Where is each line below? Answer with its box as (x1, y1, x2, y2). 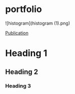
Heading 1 (5, 48, 48, 59)
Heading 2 (5, 67, 39, 76)
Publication (5, 30, 29, 36)
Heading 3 (5, 82, 31, 89)
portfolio (5, 4, 42, 15)
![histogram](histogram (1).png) (5, 20, 70, 26)
